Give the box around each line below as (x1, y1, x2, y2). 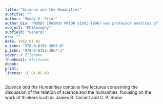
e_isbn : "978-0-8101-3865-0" (5, 43, 64, 48)
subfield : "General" (5, 30, 47, 35)
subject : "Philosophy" (5, 25, 51, 30)
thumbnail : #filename (5, 57, 49, 62)
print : (5, 66, 19, 71)
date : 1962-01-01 (5, 39, 41, 44)
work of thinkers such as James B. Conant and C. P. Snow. (5, 94, 123, 100)
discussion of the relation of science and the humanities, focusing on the (5, 89, 151, 95)
